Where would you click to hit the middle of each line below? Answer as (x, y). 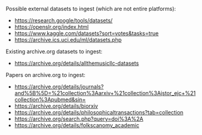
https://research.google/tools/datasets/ (64, 20)
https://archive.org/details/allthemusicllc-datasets (77, 63)
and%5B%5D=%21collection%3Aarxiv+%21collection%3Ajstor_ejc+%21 (105, 93)
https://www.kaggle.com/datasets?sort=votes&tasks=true (86, 33)
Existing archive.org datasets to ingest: (54, 51)
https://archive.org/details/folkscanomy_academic (77, 125)
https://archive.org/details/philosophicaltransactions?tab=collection (99, 112)
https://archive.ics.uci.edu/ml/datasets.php (68, 40)
